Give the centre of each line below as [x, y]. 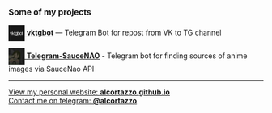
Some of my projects [50, 12]
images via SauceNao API [51, 69]
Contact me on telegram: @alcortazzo [73, 101]
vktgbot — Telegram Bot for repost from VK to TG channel [124, 33]
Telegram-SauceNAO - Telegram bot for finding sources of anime [137, 56]
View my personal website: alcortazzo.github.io [89, 92]
